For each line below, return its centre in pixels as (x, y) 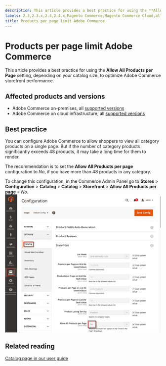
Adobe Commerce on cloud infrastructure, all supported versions (79, 113)
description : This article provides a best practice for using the (76, 10)
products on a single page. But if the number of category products (73, 146)
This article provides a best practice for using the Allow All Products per (79, 70)
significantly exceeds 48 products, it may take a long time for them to (76, 152)
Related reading (30, 346)
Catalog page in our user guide (37, 358)
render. (12, 157)
